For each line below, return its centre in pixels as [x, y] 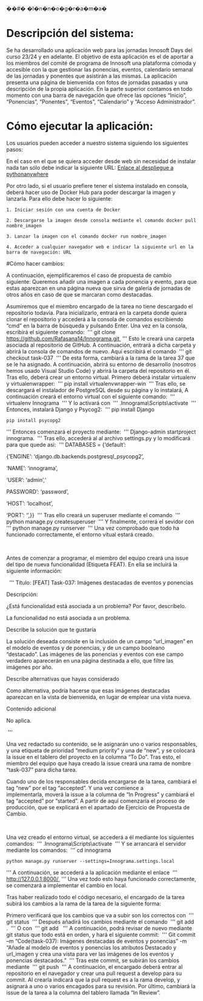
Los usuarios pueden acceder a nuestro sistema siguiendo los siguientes [97, 143]
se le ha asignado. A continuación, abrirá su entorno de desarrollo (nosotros [101, 364]
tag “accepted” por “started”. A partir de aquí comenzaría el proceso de [96, 801]
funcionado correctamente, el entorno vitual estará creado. [80, 534]
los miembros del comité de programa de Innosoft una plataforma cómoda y [101, 63]
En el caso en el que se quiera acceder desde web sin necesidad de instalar [101, 161]
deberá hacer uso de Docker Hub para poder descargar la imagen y [91, 192]
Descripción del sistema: [70, 34]
